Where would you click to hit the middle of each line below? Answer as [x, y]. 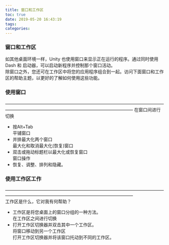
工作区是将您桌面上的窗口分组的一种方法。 [57, 212]
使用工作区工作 [23, 178]
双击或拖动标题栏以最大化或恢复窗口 [50, 152]
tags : [11, 24]
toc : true [16, 15]
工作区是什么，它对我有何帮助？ [38, 202]
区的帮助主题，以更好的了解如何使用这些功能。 [54, 78]
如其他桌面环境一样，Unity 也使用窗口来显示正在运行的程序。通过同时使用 [82, 59]
